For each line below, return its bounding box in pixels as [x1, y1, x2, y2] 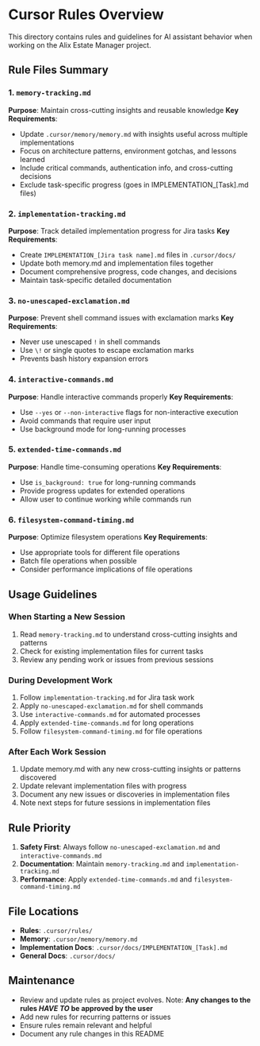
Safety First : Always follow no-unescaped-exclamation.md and [19, 843, 220, 852]
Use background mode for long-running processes [19, 424, 186, 434]
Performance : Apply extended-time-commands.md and [19, 874, 193, 884]
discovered [19, 773, 57, 782]
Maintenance [8, 974, 75, 987]
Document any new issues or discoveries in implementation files [19, 789, 230, 800]
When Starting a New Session [8, 611, 125, 622]
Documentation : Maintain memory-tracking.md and [19, 859, 185, 869]
